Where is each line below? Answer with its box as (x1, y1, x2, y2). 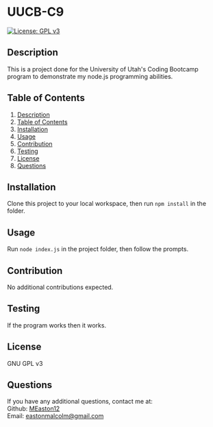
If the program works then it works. (7, 321, 107, 330)
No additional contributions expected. (7, 283, 114, 291)
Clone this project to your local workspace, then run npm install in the (7, 200, 207, 208)
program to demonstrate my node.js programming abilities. (7, 72, 173, 80)
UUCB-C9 (7, 4, 64, 20)
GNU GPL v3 (7, 359, 43, 367)
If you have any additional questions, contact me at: (7, 397, 153, 406)
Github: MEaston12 (7, 404, 60, 413)
